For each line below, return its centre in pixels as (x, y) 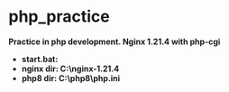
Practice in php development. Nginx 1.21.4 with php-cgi (114, 41)
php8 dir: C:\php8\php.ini (71, 78)
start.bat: (40, 59)
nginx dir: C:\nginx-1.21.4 (70, 69)
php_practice (59, 17)
